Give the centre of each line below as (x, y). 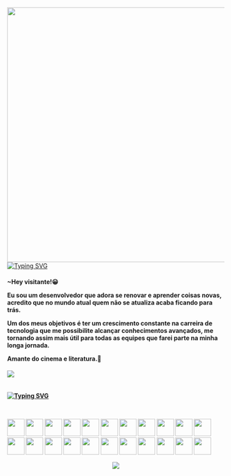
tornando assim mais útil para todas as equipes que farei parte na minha (113, 338)
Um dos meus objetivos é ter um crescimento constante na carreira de (110, 323)
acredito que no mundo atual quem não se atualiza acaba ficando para (110, 302)
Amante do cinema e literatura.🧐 (54, 359)
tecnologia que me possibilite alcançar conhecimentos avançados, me (110, 330)
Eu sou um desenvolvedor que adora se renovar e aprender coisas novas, (114, 295)
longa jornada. (29, 345)
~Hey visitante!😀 (33, 282)
